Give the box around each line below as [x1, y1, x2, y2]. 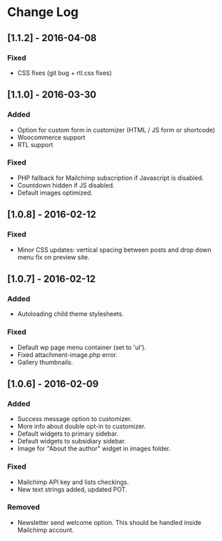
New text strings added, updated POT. [17, 485, 127, 494]
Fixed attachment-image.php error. [17, 350, 118, 359]
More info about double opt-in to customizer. [17, 422, 146, 431]
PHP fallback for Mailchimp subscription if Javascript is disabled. [17, 174, 204, 182]
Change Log [7, 4, 79, 20]
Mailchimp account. [17, 526, 74, 534]
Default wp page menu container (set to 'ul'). [17, 343, 146, 351]
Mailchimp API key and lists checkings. [17, 478, 129, 486]
